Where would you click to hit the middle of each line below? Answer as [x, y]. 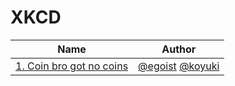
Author [179, 49]
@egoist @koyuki [179, 66]
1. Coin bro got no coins [72, 66]
